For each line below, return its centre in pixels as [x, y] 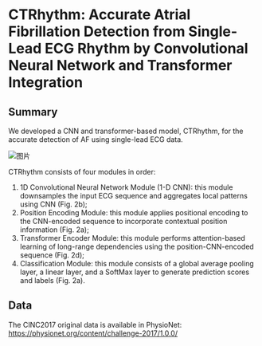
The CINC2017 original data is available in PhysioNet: [95, 324]
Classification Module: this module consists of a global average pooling [137, 263]
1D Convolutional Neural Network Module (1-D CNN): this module [126, 187]
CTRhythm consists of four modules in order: [82, 172]
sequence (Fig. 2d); [52, 255]
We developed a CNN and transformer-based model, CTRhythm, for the [126, 131]
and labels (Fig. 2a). [53, 280]
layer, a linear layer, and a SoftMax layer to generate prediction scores [134, 272]
